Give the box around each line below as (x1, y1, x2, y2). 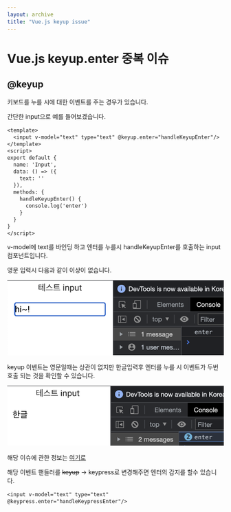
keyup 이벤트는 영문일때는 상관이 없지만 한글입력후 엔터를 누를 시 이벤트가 (7, 362, 206, 371)
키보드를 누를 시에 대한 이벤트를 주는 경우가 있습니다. (7, 97, 148, 106)
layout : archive (7, 11, 54, 18)
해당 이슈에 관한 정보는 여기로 (7, 454, 87, 462)
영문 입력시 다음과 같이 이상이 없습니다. (7, 266, 112, 274)
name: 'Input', (13, 161, 57, 168)
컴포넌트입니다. (7, 251, 48, 259)
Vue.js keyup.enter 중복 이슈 (7, 51, 169, 67)
